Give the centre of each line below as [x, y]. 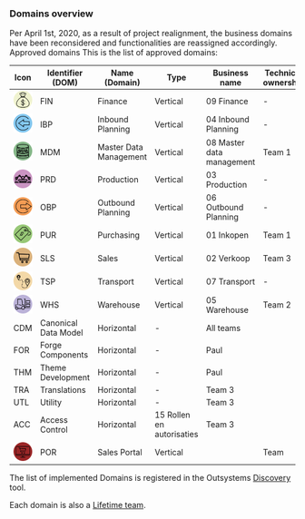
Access [54, 419]
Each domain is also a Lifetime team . [78, 505]
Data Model [61, 333]
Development [65, 377]
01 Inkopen [227, 235]
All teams [223, 328]
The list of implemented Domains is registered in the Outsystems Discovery [150, 478]
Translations [63, 389]
